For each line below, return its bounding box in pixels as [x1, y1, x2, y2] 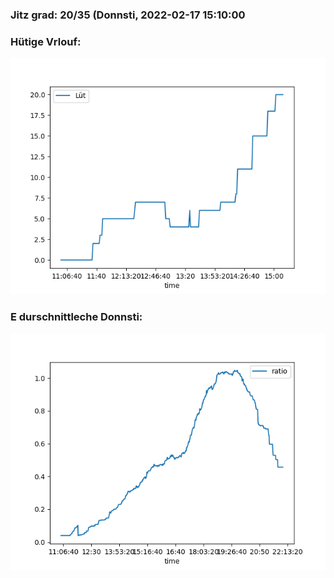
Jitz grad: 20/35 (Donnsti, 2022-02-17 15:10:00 [10, 8, 246, 22]
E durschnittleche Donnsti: [10, 310, 143, 324]
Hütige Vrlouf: [10, 34, 82, 48]
